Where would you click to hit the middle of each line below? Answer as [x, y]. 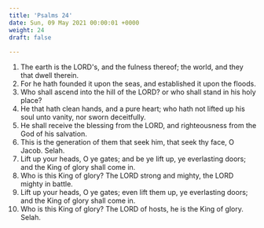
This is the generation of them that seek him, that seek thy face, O [127, 142]
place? [31, 101]
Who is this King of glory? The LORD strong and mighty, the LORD [127, 176]
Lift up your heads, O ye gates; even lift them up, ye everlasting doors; [134, 193]
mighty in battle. [46, 184]
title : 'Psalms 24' [41, 15]
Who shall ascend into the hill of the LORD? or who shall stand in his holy [138, 92]
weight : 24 [27, 30]
